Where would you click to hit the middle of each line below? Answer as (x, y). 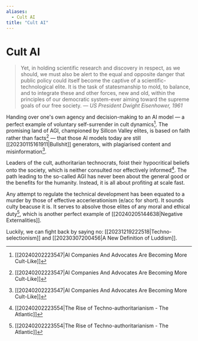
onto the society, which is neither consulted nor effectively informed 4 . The (96, 170)
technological (37, 87)
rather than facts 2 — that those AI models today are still (74, 137)
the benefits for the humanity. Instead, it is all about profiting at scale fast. (96, 182)
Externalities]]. (24, 220)
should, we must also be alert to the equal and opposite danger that (103, 74)
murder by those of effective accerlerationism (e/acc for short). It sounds (95, 200)
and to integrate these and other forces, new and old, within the (98, 93)
